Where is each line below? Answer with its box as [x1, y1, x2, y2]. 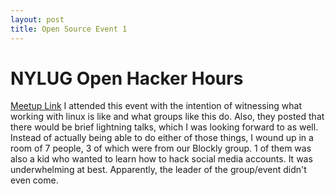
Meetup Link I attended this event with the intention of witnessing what [10, 100, 303, 112]
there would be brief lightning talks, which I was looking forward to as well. [10, 121, 319, 133]
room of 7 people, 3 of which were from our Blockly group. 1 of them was [10, 142, 312, 155]
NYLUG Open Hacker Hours [10, 67, 244, 90]
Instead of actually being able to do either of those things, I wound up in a [10, 132, 314, 144]
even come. [10, 174, 59, 186]
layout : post [10, 14, 65, 25]
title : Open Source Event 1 [10, 24, 128, 34]
